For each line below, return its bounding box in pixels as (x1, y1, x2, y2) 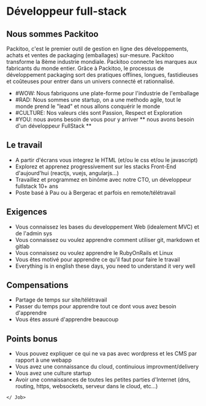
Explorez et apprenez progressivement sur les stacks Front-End (15, 163, 177, 170)
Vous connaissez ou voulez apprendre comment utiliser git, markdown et (15, 236, 200, 243)
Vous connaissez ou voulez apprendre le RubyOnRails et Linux (15, 249, 174, 256)
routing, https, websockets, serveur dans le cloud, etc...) (15, 383, 158, 390)
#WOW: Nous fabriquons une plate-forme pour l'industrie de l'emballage (15, 90, 199, 96)
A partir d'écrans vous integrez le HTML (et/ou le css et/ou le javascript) (15, 156, 198, 163)
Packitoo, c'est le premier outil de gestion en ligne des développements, (6, 45, 189, 52)
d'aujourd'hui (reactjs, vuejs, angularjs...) (15, 169, 120, 176)
